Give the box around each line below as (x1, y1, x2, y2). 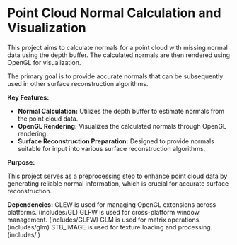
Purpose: (7, 157, 35, 167)
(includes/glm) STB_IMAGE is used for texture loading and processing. (7, 222, 213, 231)
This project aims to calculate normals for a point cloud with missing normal (7, 43, 229, 52)
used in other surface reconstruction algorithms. (7, 79, 149, 88)
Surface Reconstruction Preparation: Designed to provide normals (17, 136, 214, 145)
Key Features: (7, 93, 50, 102)
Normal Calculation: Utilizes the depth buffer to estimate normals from (17, 107, 225, 115)
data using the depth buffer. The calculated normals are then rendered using (7, 51, 231, 59)
